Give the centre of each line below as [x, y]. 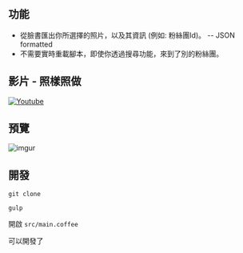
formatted [36, 44]
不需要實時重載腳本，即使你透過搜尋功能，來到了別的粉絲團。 [121, 54]
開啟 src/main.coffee [43, 224]
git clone [25, 195]
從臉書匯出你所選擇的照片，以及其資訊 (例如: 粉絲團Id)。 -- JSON [127, 35]
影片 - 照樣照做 [45, 81]
